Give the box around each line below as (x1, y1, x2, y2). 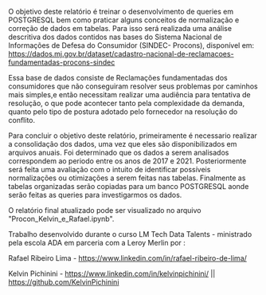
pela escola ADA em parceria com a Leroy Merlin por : (8, 238, 186, 247)
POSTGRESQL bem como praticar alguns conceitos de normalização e (8, 15, 240, 25)
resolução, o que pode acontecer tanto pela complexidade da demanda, (8, 99, 245, 108)
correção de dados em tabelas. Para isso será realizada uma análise (8, 24, 233, 33)
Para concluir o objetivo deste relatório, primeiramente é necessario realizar (8, 131, 257, 140)
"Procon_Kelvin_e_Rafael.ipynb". (8, 214, 115, 223)
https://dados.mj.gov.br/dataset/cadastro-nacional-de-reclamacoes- (8, 49, 234, 58)
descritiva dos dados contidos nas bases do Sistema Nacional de (8, 32, 223, 41)
